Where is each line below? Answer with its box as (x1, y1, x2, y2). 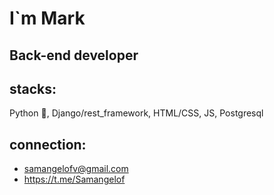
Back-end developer (9, 47, 139, 64)
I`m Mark (9, 7, 86, 30)
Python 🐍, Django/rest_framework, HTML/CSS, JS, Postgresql (9, 107, 264, 119)
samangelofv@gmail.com (23, 163, 129, 175)
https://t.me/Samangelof (23, 173, 126, 186)
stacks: (9, 80, 57, 97)
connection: (9, 136, 87, 153)
